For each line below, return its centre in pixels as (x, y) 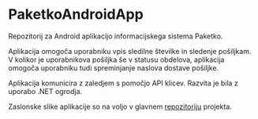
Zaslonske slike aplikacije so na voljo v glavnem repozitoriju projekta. (120, 106)
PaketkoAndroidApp (76, 14)
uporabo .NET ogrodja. (45, 91)
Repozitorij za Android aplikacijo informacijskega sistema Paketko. (116, 36)
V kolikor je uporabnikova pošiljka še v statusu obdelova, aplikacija (116, 59)
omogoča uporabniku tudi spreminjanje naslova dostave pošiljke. (114, 67)
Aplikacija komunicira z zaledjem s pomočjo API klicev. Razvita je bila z (123, 83)
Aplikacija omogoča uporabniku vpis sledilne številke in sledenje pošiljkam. (130, 51)
